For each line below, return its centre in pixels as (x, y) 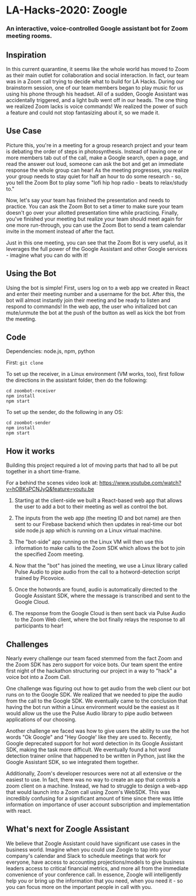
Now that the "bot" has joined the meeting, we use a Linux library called (101, 566)
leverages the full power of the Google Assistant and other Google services (97, 249)
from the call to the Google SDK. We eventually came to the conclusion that (97, 701)
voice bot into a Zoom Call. (38, 677)
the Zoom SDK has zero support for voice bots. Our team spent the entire (94, 664)
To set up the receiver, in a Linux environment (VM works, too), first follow (95, 374)
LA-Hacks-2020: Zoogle (67, 10)
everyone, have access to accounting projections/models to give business (96, 862)
